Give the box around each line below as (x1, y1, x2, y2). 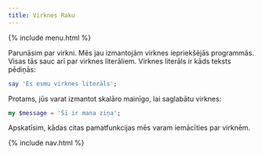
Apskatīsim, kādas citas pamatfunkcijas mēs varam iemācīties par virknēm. (8, 123, 251, 133)
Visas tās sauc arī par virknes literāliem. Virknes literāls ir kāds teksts (8, 56, 231, 66)
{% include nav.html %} (8, 138, 85, 148)
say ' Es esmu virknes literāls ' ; (8, 80, 118, 88)
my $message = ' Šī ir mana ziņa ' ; (8, 109, 122, 117)
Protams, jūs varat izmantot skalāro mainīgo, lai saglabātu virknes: (8, 94, 222, 103)
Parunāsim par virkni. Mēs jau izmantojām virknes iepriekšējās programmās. (8, 48, 255, 57)
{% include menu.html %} (8, 33, 92, 42)
